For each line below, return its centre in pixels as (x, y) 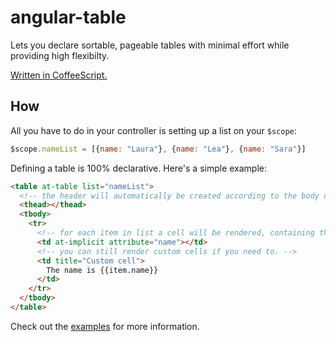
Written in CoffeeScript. (59, 75)
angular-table (68, 17)
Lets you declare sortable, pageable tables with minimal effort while (150, 45)
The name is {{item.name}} (102, 270)
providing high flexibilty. (60, 55)
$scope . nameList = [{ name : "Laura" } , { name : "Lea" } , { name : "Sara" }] (158, 149)
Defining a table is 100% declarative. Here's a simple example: (139, 168)
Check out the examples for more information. (105, 326)
